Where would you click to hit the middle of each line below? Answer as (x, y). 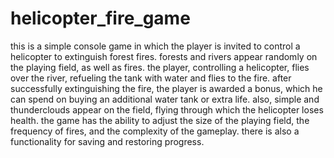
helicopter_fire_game (100, 18)
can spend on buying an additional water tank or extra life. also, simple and (165, 99)
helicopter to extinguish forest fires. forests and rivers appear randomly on (164, 56)
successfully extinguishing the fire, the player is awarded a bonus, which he (166, 88)
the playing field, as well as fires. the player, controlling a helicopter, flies (160, 67)
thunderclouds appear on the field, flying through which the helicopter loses (167, 109)
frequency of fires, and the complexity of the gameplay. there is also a (155, 131)
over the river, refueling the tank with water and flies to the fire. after (151, 78)
